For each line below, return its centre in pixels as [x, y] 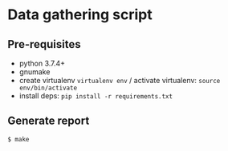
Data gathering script [80, 15]
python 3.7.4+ [42, 63]
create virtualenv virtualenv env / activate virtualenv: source [120, 80]
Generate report [49, 121]
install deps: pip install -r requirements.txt [96, 96]
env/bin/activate [48, 88]
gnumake [35, 72]
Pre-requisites [44, 44]
